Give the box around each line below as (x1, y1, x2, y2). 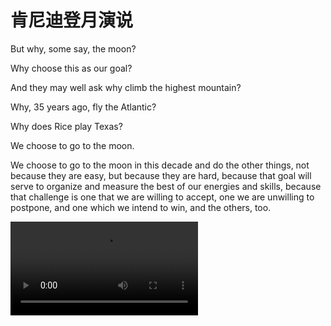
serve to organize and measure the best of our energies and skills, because (10, 180, 322, 192)
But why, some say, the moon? (10, 42, 137, 55)
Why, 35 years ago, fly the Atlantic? (10, 101, 157, 113)
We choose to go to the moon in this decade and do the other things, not (10, 159, 310, 171)
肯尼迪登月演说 (10, 9, 134, 32)
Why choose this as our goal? (10, 62, 133, 74)
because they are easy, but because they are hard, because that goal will (10, 169, 312, 181)
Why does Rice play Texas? (10, 120, 123, 132)
